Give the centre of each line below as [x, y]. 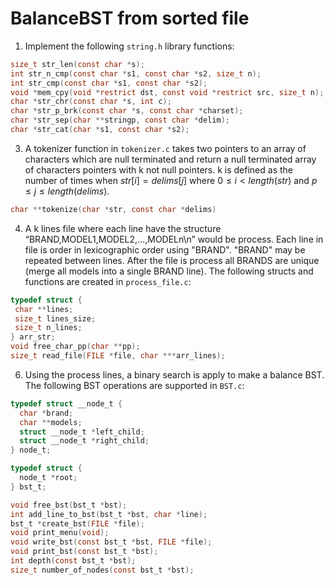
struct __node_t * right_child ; [84, 441]
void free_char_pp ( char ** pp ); [75, 347]
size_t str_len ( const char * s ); [77, 64]
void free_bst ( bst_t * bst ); [69, 505]
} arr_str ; [33, 337]
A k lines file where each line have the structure [123, 228]
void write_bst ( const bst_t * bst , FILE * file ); [111, 542]
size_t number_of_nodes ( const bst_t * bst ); [102, 570]
